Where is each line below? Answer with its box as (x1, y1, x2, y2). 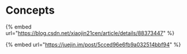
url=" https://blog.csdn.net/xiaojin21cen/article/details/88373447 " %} (5, 29, 175, 36)
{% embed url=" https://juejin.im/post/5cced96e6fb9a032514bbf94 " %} (5, 41, 182, 48)
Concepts (5, 4, 55, 17)
